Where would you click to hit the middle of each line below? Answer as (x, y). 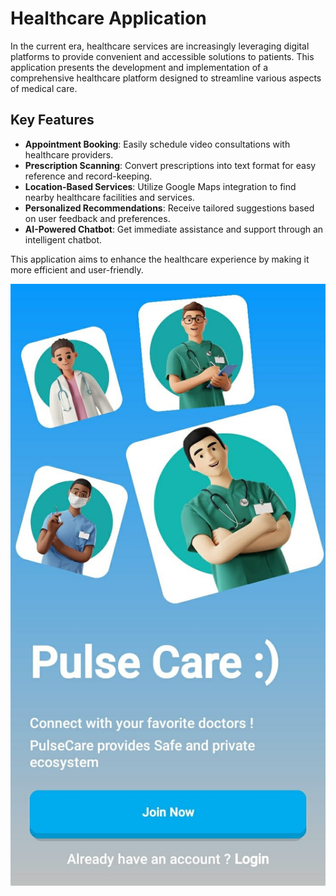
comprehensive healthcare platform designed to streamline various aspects (166, 78)
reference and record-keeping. (88, 176)
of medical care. (44, 88)
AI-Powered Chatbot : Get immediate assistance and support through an (174, 229)
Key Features (52, 120)
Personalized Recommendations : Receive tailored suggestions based (169, 208)
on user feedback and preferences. (97, 218)
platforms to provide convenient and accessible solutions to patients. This (162, 56)
